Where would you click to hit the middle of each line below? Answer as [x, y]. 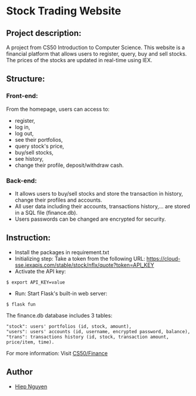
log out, [24, 133]
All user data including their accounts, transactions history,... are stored [102, 206]
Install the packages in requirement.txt [62, 252]
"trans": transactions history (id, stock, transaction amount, [88, 337]
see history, [29, 159]
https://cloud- [163, 258]
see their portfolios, [39, 139]
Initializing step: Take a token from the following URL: [80, 258]
